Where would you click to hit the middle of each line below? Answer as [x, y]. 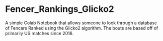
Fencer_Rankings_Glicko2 [60, 9]
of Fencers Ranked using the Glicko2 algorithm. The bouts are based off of [81, 28]
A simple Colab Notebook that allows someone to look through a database [81, 23]
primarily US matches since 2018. [39, 33]
